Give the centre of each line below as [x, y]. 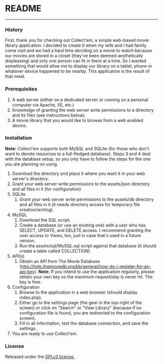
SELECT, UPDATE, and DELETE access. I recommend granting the [85, 230]
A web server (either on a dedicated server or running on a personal [80, 100]
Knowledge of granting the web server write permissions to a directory [83, 110]
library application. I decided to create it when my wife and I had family [76, 45]
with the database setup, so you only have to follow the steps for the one [78, 159]
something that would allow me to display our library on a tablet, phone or [79, 66]
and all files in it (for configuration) [47, 189]
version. [27, 241]
